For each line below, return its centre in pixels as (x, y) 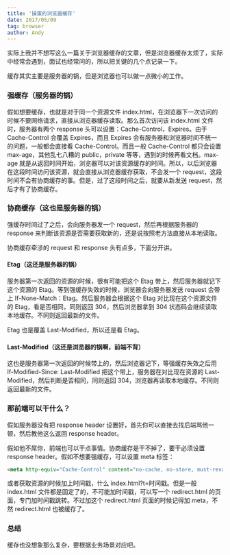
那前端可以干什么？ (39, 408)
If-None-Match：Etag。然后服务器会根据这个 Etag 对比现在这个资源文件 (116, 298)
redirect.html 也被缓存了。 (52, 509)
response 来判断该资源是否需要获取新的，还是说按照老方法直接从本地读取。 (114, 233)
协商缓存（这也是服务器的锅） (56, 208)
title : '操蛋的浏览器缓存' (41, 13)
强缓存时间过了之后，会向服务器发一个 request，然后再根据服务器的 (103, 224)
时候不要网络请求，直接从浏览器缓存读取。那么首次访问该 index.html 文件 (111, 120)
